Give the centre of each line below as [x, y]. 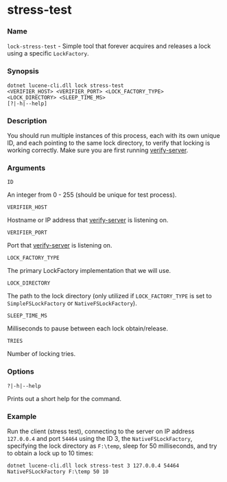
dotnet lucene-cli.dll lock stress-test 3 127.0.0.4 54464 [93, 466]
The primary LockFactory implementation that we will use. [89, 271]
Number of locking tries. [41, 354]
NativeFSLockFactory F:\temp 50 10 [58, 472]
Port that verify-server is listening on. [60, 245]
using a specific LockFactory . [48, 53]
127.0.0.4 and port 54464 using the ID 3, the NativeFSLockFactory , [100, 438]
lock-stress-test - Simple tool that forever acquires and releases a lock [109, 46]
